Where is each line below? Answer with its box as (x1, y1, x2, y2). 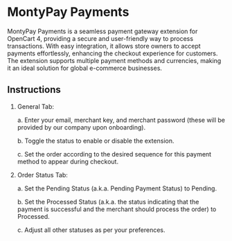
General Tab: (17, 102, 54, 111)
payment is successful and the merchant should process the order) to (17, 205, 217, 213)
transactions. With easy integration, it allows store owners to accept (7, 42, 201, 50)
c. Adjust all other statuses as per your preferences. (17, 226, 166, 234)
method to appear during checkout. (17, 157, 119, 166)
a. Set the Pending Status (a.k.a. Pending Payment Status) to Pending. (17, 184, 217, 193)
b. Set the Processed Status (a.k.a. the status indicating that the (17, 197, 199, 206)
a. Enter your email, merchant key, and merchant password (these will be (17, 116, 225, 124)
